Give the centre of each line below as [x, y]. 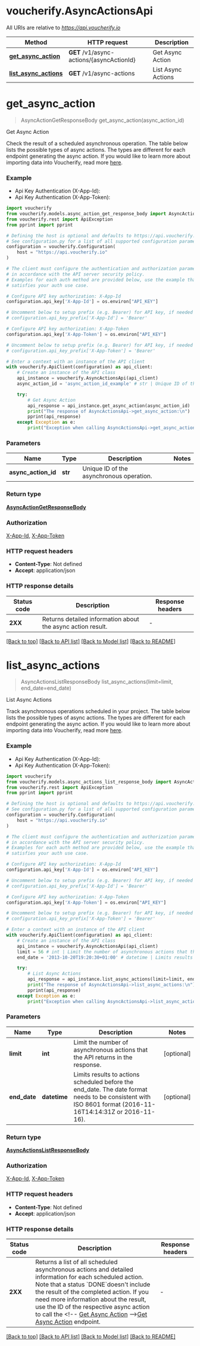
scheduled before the [104, 1082]
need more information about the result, [91, 1299]
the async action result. [75, 626]
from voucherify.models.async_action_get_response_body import [86, 214]
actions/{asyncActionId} [102, 60]
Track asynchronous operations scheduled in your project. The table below [98, 711]
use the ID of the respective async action [93, 1307]
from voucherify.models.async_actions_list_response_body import [89, 782]
